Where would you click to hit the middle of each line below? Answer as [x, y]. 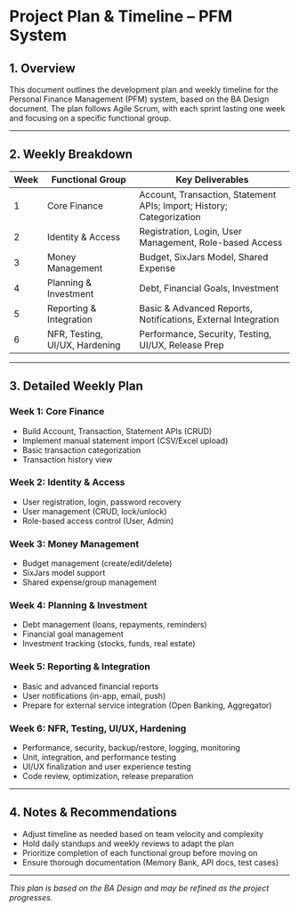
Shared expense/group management [89, 582]
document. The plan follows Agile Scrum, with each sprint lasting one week [147, 108]
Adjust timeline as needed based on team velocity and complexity [143, 834]
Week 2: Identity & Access [68, 482]
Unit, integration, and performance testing [99, 757]
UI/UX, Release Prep [182, 345]
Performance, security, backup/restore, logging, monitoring [131, 747]
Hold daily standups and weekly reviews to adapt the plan [128, 843]
